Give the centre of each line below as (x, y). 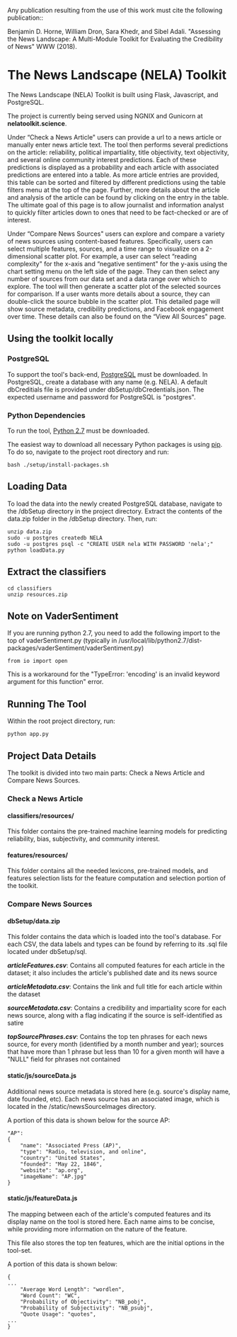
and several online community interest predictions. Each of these (102, 159)
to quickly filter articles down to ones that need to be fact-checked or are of (118, 212)
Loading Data (37, 487)
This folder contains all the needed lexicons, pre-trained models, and (108, 871)
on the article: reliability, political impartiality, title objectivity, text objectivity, (118, 152)
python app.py (28, 734)
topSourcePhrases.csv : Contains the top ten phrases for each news (107, 1037)
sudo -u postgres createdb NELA (55, 537)
